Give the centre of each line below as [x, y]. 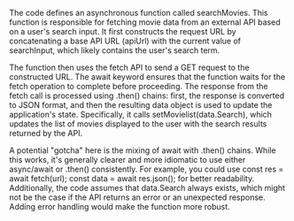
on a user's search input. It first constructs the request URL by [123, 31]
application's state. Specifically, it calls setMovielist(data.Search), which [141, 114]
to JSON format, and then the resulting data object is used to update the [141, 105]
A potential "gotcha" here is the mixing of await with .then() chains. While [143, 150]
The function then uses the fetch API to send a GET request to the [129, 67]
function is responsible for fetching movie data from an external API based [145, 22]
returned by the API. [46, 133]
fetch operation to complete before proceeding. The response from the [139, 86]
